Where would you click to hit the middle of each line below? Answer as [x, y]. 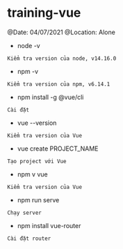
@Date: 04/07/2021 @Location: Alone [61, 32]
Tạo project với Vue [37, 161]
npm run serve [38, 199]
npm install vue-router [49, 225]
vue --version [37, 123]
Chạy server [24, 213]
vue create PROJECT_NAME [58, 149]
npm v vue [32, 174]
